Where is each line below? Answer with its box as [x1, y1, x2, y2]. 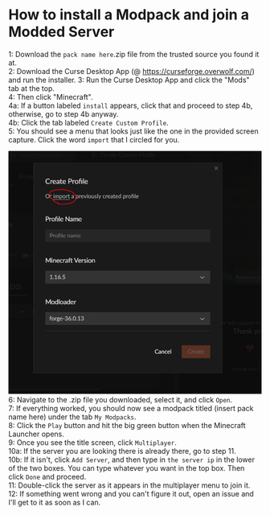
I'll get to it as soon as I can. [8, 497, 101, 508]
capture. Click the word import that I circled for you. [8, 134, 180, 144]
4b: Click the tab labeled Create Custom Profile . [8, 117, 169, 127]
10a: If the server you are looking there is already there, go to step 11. [8, 447, 237, 456]
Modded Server [8, 23, 115, 41]
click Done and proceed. [8, 472, 87, 482]
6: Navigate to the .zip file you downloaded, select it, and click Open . [8, 395, 233, 405]
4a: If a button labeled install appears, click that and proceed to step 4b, [8, 101, 253, 110]
